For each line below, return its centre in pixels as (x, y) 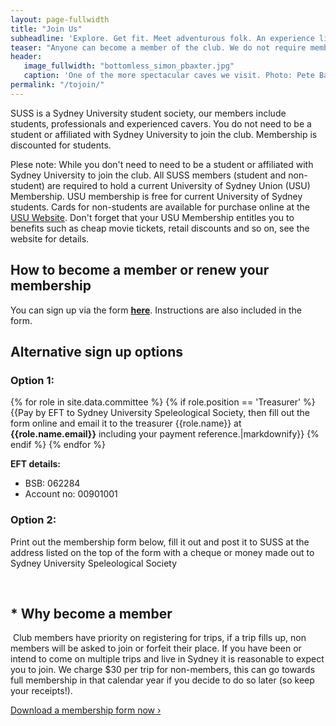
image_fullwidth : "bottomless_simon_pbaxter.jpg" (129, 66)
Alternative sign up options (96, 351)
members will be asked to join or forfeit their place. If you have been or (156, 648)
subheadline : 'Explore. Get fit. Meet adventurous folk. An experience (162, 38)
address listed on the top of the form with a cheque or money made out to (162, 552)
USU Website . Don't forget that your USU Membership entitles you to (152, 217)
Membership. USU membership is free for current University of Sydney (156, 196)
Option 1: (32, 380)
